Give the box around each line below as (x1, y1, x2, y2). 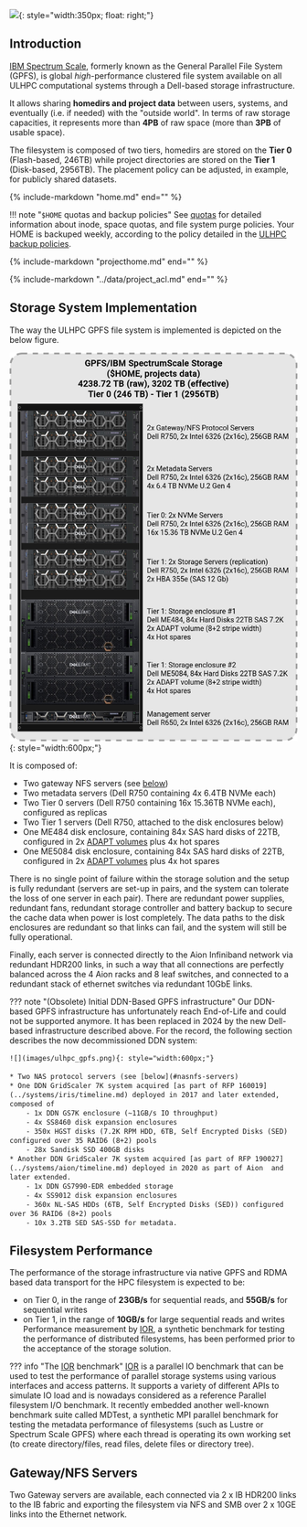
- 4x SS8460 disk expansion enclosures (26, 1117, 178, 1127)
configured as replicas (22, 806, 108, 817)
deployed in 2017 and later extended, (132, 1090, 281, 1099)
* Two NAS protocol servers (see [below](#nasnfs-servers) (9, 1072, 239, 1081)
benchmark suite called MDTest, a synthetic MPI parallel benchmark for (9, 1409, 279, 1421)
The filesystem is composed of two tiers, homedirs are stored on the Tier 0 (9, 144, 292, 155)
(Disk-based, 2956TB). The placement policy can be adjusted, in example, (9, 164, 290, 175)
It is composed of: (9, 760, 78, 771)
